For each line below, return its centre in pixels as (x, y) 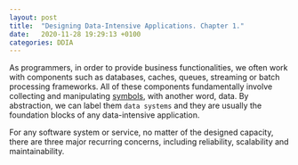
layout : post (33, 17)
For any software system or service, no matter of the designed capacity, (141, 132)
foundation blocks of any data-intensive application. (105, 115)
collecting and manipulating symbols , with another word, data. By (129, 96)
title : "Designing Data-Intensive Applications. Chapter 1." (127, 26)
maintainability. (37, 152)
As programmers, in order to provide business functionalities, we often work (149, 68)
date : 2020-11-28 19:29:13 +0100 (75, 34)
